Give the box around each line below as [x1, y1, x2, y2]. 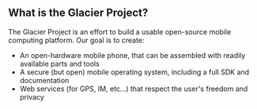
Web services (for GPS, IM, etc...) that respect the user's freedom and [19, 84, 248, 93]
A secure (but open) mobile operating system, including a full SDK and [19, 67, 250, 77]
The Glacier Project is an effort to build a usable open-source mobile [8, 27, 232, 36]
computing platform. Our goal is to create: [8, 35, 145, 45]
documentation [19, 75, 70, 85]
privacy [19, 92, 45, 101]
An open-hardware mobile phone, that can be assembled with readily [19, 50, 246, 60]
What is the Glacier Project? [8, 6, 149, 20]
